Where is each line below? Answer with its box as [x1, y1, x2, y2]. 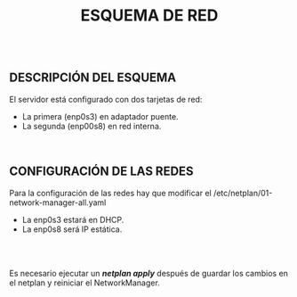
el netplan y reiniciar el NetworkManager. [9, 277, 160, 288]
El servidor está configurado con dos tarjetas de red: [9, 94, 203, 104]
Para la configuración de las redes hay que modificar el [9, 187, 212, 198]
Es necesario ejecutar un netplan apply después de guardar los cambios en [9, 268, 289, 278]
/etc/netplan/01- [213, 187, 273, 198]
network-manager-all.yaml [9, 197, 107, 208]
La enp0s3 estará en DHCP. [21, 214, 124, 225]
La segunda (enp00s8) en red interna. [21, 120, 162, 131]
